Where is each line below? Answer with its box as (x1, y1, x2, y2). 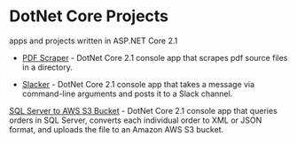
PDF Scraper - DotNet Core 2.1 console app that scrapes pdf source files (21, 52, 288, 63)
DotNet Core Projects (9, 6, 169, 26)
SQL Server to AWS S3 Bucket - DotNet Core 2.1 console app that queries (9, 105, 277, 116)
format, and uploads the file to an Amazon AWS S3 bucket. (9, 124, 224, 134)
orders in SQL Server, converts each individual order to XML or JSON (9, 115, 262, 125)
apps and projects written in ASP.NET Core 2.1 (9, 35, 178, 46)
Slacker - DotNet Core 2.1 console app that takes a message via (21, 79, 255, 89)
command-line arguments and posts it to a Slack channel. (21, 88, 233, 99)
